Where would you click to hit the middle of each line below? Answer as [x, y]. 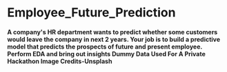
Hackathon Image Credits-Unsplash [60, 61]
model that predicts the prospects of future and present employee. [105, 47]
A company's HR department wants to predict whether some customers [112, 32]
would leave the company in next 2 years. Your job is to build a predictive [114, 39]
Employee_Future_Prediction [91, 13]
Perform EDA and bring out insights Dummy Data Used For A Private [106, 53]
